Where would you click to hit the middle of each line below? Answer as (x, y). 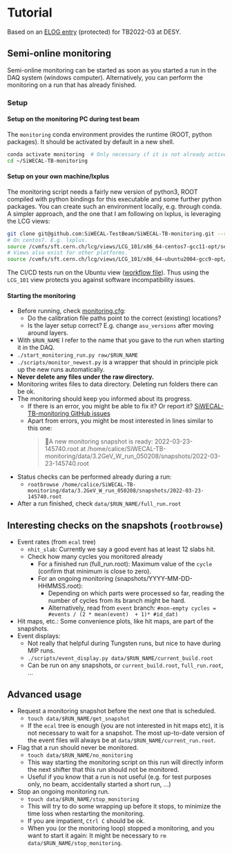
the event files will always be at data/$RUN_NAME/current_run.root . (122, 740)
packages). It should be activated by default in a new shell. (91, 141)
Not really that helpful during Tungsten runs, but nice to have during (124, 644)
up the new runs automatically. (61, 370)
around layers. (48, 333)
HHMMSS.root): (60, 586)
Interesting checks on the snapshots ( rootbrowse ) (115, 525)
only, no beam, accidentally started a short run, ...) (99, 784)
